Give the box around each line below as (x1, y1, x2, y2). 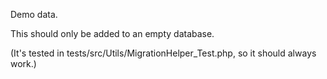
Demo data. (10, 9, 58, 20)
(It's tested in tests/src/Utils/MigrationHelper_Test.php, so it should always (10, 47, 317, 59)
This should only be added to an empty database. (10, 28, 215, 39)
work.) (10, 58, 37, 69)
